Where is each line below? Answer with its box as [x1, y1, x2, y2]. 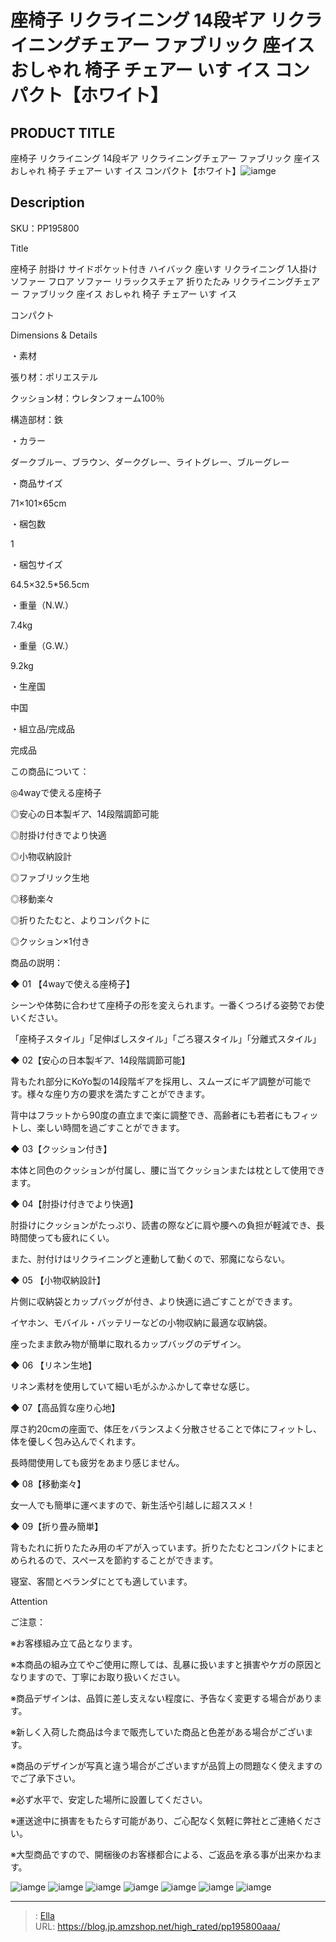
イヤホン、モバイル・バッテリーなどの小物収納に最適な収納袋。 [10, 1316, 273, 1328]
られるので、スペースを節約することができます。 [18, 1554, 219, 1566]
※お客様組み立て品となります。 [10, 1637, 138, 1649]
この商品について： [10, 765, 90, 777]
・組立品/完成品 [10, 722, 76, 735]
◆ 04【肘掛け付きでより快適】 [10, 1197, 139, 1210]
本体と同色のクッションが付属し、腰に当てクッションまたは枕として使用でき [10, 1164, 326, 1176]
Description [10, 194, 85, 211]
